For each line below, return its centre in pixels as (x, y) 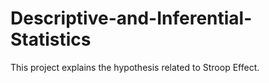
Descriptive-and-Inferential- (131, 18)
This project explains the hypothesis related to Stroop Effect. (135, 67)
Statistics (51, 39)
